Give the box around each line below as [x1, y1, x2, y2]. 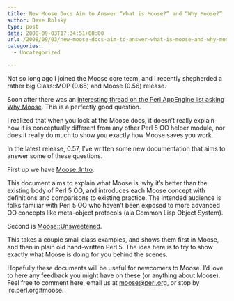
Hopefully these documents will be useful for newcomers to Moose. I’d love [7, 263, 224, 272]
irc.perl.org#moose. [7, 286, 64, 294]
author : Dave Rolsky [7, 17, 68, 24]
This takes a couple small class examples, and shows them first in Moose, [7, 235, 219, 244]
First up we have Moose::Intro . [7, 165, 95, 173]
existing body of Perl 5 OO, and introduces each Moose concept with [7, 186, 205, 194]
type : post [7, 23, 39, 30]
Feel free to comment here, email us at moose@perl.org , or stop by [7, 278, 200, 286]
